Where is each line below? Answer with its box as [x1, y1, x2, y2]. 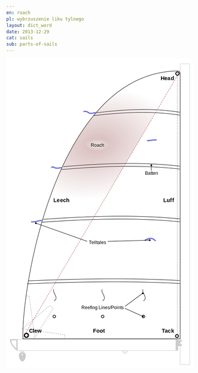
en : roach [6, 10, 31, 16]
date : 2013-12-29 [6, 29, 50, 35]
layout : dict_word [6, 22, 52, 28]
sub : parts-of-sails [6, 41, 58, 47]
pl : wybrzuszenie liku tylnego [6, 16, 84, 22]
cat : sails [6, 35, 33, 41]
